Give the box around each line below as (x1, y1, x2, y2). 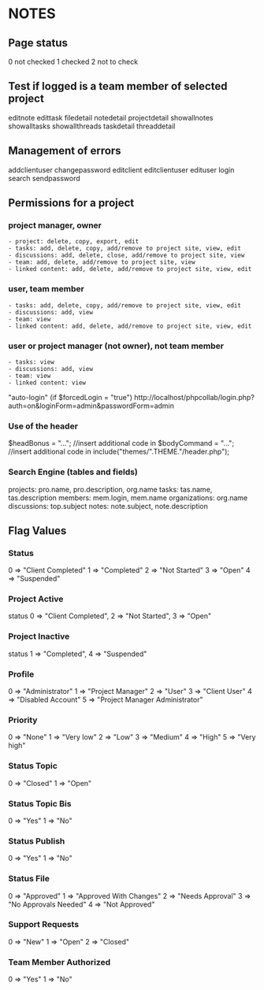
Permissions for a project (8, 196, 135, 209)
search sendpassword (8, 173, 80, 183)
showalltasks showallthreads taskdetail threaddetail (8, 121, 176, 131)
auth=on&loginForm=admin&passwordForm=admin (8, 401, 175, 410)
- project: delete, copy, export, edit (8, 238, 139, 246)
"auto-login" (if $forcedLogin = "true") (8, 392, 132, 402)
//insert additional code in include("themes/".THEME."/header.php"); (8, 447, 230, 457)
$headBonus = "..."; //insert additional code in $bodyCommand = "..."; (8, 439, 235, 448)
